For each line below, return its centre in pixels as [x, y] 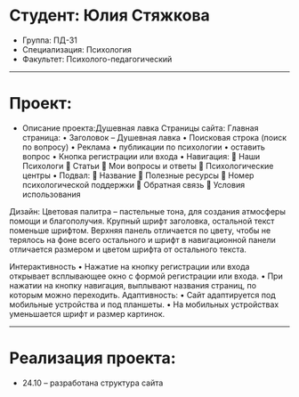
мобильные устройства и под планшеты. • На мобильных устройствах [144, 304]
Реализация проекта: [93, 358]
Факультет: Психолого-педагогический [97, 59]
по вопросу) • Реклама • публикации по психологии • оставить [143, 147]
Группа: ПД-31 [50, 40]
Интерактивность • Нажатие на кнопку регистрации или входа [129, 266]
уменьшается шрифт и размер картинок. [87, 313]
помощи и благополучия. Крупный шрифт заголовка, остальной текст [142, 221]
